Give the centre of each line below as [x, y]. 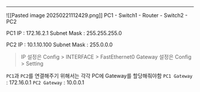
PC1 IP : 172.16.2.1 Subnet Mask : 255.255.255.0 [64, 33]
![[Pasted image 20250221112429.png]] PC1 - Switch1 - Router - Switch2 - [97, 15]
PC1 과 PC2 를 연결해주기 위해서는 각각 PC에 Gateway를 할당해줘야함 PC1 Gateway [99, 76]
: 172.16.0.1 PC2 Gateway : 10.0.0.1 [45, 83]
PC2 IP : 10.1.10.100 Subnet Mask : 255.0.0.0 [60, 45]
